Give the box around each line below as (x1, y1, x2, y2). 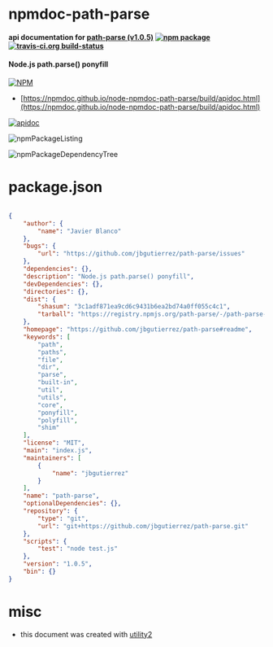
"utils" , (37, 393, 67, 401)
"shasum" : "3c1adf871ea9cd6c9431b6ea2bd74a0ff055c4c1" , (37, 303, 231, 311)
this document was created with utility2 (19, 629, 153, 639)
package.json (8, 178, 103, 196)
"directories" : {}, (23, 287, 89, 295)
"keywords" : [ (23, 333, 71, 341)
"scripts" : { (23, 537, 67, 545)
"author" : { (23, 219, 63, 228)
